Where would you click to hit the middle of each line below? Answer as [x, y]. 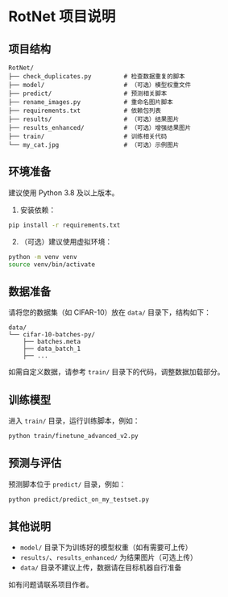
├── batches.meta [52, 342]
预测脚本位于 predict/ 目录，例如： [67, 484]
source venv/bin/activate [52, 264]
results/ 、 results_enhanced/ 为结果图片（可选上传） [108, 557]
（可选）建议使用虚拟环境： [66, 241]
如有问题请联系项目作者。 [51, 585]
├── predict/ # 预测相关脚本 [88, 94]
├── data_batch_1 [52, 349]
